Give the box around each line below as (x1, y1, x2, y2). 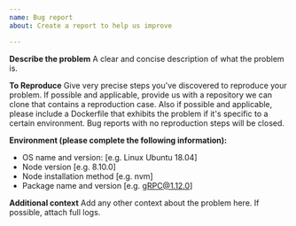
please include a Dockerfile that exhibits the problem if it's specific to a (9, 108, 269, 119)
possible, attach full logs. (9, 207, 101, 217)
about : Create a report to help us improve (9, 21, 173, 30)
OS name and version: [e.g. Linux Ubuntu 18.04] (21, 152, 198, 162)
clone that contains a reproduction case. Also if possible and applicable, (9, 98, 273, 109)
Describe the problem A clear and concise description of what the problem (9, 53, 285, 64)
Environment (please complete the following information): (9, 135, 228, 145)
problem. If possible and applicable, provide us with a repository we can (9, 90, 273, 100)
